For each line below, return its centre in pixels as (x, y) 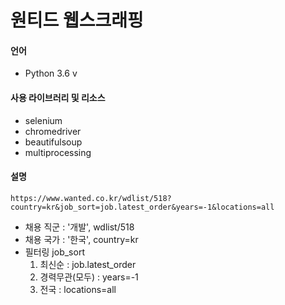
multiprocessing (58, 152)
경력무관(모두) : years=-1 (89, 277)
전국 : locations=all (78, 289)
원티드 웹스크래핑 (77, 20)
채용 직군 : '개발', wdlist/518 (79, 227)
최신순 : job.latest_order (88, 264)
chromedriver (53, 131)
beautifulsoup (53, 142)
